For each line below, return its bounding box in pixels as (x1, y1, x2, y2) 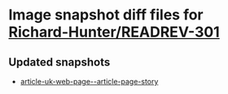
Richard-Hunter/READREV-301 (8, 23, 220, 41)
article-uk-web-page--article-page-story (20, 77, 159, 86)
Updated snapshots (8, 55, 111, 69)
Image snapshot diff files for (8, 6, 204, 24)
